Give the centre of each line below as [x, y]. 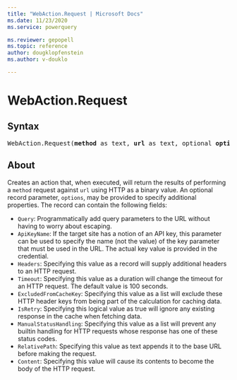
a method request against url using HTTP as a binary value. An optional [110, 190]
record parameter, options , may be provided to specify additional [102, 197]
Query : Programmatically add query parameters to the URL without [114, 218]
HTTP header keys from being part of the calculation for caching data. [120, 301]
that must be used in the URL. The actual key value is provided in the [117, 249]
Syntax [23, 127]
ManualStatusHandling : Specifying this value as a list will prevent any [117, 323]
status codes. [37, 338]
